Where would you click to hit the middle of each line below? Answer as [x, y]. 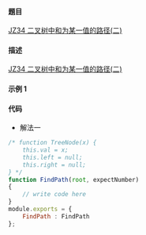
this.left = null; [52, 157]
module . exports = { [40, 210]
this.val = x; [45, 150]
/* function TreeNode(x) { [52, 143]
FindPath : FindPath [56, 216]
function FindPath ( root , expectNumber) [74, 179]
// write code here [54, 195]
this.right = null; [54, 165]
